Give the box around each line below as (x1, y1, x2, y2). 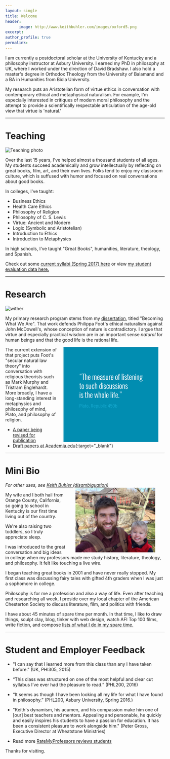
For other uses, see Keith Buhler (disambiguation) (5, 482, 109, 488)
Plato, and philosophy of (5, 411, 56, 417)
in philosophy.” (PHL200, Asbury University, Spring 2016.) (12, 697, 133, 703)
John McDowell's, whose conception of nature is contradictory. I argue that (5, 326, 163, 332)
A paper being (12, 426, 42, 432)
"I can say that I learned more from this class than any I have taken (12, 661, 152, 667)
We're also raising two (5, 523, 52, 529)
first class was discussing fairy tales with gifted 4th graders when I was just (5, 575, 163, 581)
